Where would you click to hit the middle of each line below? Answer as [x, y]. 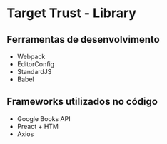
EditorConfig [36, 64]
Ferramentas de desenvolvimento [83, 40]
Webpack [31, 56]
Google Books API [44, 118]
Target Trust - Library [72, 13]
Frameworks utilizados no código [82, 102]
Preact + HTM [37, 126]
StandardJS [34, 72]
